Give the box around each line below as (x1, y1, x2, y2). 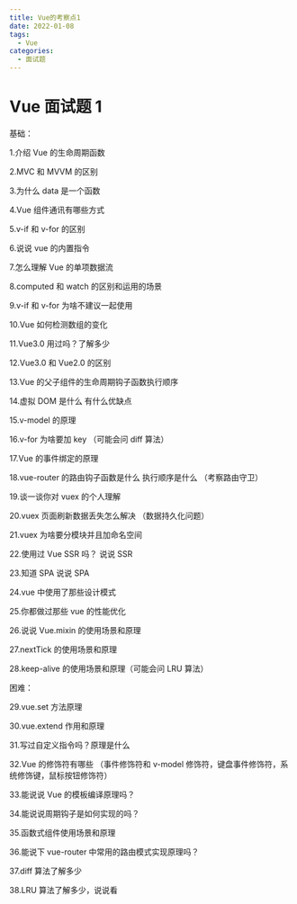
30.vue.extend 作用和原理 (9, 721, 105, 731)
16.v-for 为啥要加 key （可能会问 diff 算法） (9, 434, 169, 444)
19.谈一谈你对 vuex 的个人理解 (9, 491, 121, 502)
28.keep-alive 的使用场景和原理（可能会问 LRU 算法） (9, 663, 209, 674)
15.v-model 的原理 (9, 415, 76, 425)
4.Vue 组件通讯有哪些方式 (9, 204, 105, 215)
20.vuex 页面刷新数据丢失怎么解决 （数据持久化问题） (9, 510, 210, 521)
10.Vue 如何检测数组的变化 (9, 318, 108, 329)
